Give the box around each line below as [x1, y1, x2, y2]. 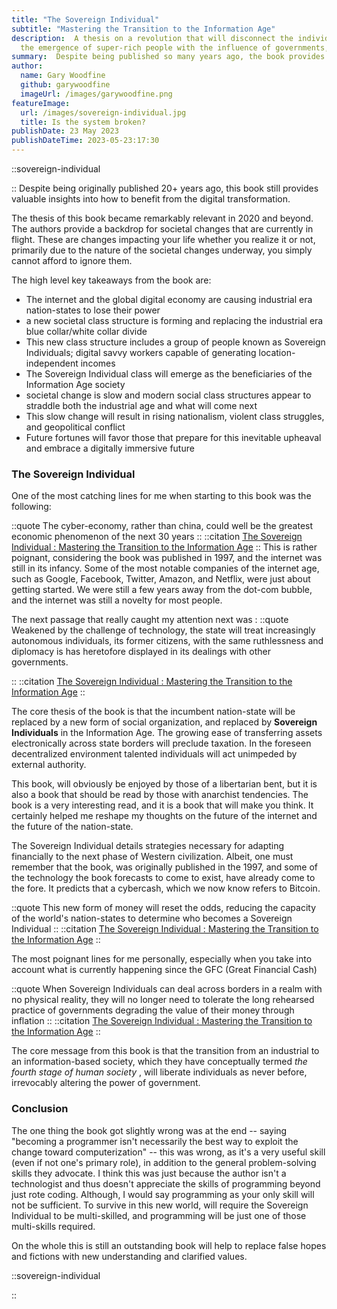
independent [25, 357, 79, 369]
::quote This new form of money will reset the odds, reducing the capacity [11, 902, 317, 914]
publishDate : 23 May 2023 [11, 126, 119, 136]
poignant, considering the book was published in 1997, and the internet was [11, 552, 323, 564]
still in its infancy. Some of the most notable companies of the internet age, [11, 562, 320, 575]
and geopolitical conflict [25, 421, 126, 433]
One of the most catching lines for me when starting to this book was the [11, 490, 312, 502]
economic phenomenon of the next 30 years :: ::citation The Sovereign [11, 531, 303, 543]
